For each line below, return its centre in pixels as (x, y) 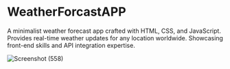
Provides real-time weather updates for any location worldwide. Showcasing (115, 38)
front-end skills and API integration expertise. (71, 45)
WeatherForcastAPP (67, 12)
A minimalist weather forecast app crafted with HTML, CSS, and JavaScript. (114, 31)
